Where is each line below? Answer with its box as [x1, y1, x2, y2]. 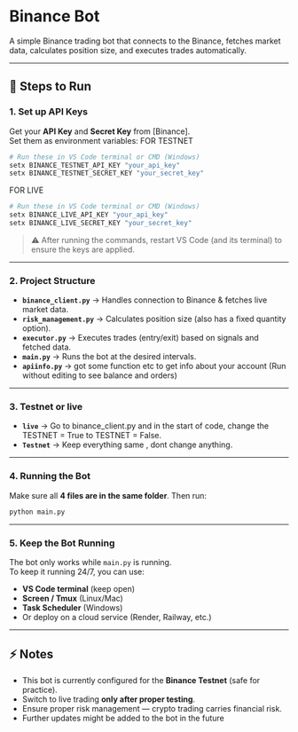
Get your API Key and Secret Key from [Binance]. [9, 126, 191, 137]
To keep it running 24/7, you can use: [9, 566, 145, 577]
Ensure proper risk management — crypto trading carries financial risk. [21, 703, 282, 713]
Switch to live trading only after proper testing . [21, 694, 196, 704]
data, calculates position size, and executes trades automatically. [9, 44, 247, 55]
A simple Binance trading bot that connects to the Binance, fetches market [9, 35, 281, 46]
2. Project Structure [9, 274, 96, 287]
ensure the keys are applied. [30, 244, 136, 255]
